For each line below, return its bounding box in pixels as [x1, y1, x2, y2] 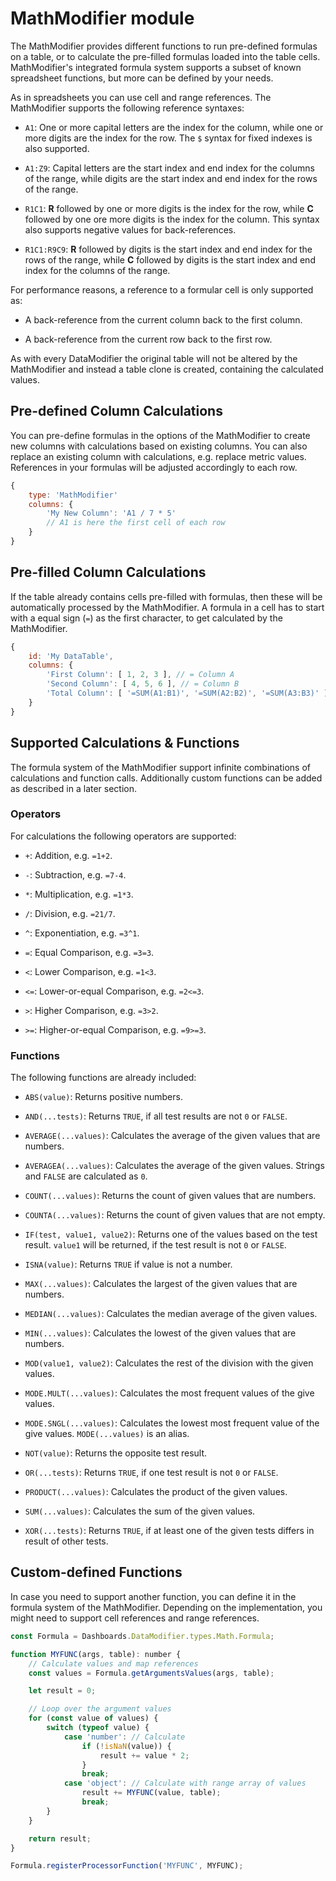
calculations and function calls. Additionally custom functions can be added [10, 772, 323, 784]
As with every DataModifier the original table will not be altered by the [10, 352, 298, 364]
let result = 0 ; [28, 1686, 97, 1696]
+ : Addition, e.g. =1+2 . [24, 849, 113, 861]
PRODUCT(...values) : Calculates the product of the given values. [24, 1486, 288, 1498]
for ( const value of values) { [28, 1713, 159, 1724]
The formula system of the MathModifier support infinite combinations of [10, 761, 311, 773]
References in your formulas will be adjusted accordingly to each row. [10, 461, 298, 473]
